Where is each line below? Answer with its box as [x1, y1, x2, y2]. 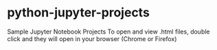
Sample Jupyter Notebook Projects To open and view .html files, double [7, 27, 211, 36]
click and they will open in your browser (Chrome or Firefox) [7, 34, 177, 42]
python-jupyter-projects [7, 5, 150, 21]
